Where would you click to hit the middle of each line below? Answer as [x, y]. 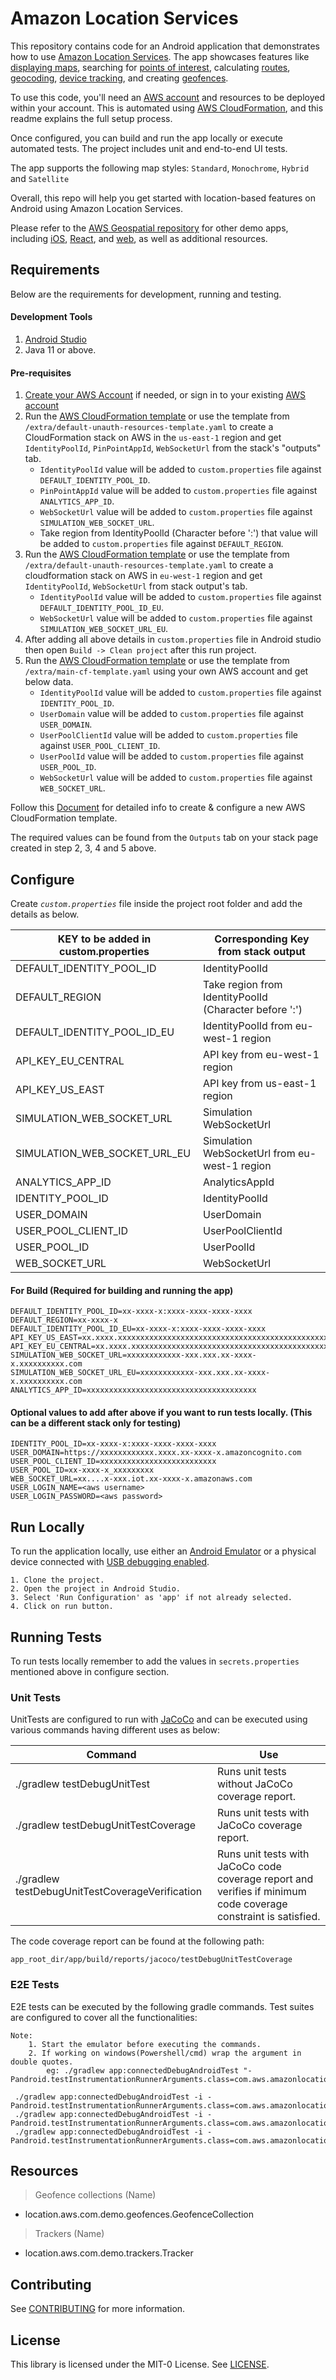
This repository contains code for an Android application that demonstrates [165, 46]
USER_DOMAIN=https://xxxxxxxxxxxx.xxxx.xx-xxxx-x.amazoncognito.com [156, 1453]
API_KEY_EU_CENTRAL [70, 1060]
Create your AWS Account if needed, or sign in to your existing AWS [165, 395]
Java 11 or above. [60, 349]
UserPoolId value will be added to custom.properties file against [171, 756]
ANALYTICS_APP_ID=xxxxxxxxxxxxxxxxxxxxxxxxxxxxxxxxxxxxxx [133, 1390]
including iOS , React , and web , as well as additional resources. [139, 238]
